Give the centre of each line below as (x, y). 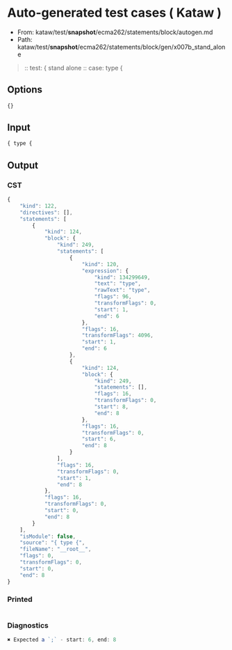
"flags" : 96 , (113, 297)
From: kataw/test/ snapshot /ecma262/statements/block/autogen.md (115, 32)
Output (23, 165)
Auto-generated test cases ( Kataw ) (115, 13)
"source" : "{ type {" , (52, 543)
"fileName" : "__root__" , (56, 549)
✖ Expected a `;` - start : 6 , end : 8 (62, 640)
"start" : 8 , (111, 407)
